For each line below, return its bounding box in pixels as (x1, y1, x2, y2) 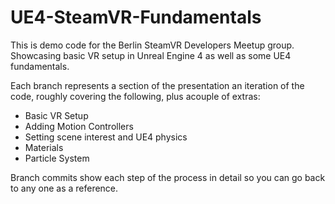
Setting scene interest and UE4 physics (24, 131, 188, 143)
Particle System (24, 152, 90, 164)
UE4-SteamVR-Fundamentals (10, 6, 262, 29)
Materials (24, 141, 64, 153)
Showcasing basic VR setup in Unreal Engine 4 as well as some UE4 (10, 49, 292, 61)
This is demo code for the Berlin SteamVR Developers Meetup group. (10, 39, 295, 51)
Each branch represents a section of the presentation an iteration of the (10, 79, 305, 91)
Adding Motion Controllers (24, 120, 134, 132)
